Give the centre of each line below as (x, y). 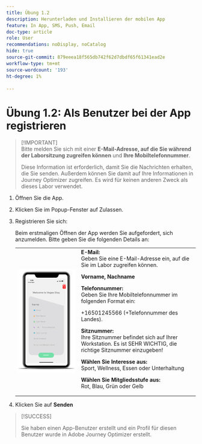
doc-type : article (29, 32)
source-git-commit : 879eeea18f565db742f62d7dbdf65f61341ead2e (86, 57)
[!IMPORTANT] (39, 143)
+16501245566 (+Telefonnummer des (130, 313)
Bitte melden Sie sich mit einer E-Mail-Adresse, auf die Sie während (106, 149)
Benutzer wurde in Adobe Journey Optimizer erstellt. (86, 434)
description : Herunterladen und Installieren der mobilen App (86, 19)
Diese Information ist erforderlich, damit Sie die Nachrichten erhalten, (107, 167)
